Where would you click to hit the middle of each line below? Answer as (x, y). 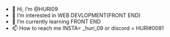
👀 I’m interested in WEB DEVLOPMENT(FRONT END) (76, 15)
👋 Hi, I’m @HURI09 (35, 9)
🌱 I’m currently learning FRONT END (56, 21)
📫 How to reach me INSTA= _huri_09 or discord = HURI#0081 (88, 28)
